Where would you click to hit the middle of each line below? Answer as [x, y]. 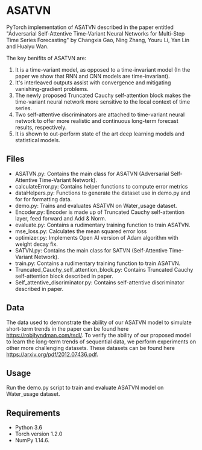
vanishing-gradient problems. [52, 89]
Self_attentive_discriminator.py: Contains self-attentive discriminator [100, 282]
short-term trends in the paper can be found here [68, 328]
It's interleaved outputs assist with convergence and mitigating [93, 83]
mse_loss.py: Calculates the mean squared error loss [81, 231]
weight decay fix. [36, 244]
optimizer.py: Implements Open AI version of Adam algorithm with [97, 237]
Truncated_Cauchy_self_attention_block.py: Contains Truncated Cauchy [104, 269]
